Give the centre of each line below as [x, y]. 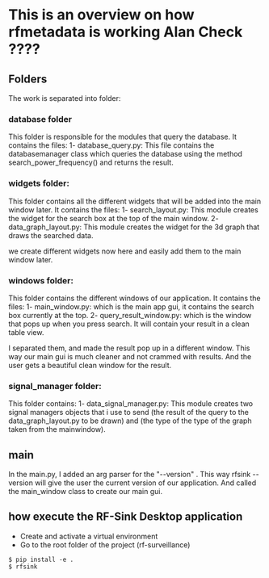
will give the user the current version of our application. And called [146, 483]
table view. [26, 332]
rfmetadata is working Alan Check [126, 32]
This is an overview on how [102, 15]
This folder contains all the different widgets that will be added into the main [135, 201]
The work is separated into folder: [65, 98]
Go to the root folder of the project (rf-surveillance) [105, 544]
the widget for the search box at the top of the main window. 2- [114, 218]
